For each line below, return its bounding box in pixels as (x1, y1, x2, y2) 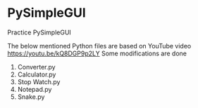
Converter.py (17, 62, 56, 71)
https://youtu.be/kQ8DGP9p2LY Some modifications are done (7, 49, 187, 58)
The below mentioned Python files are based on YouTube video (7, 41, 192, 50)
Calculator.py (17, 70, 56, 79)
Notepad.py (17, 85, 52, 93)
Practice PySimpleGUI (7, 28, 72, 36)
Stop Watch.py (17, 77, 61, 86)
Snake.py (17, 93, 45, 101)
